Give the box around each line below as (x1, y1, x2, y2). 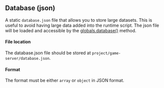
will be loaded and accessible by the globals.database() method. (5, 27, 137, 34)
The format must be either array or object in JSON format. (5, 78, 124, 84)
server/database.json (5, 56, 50, 61)
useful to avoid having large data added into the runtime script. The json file (5, 22, 160, 28)
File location (5, 39, 31, 45)
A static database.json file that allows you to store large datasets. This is (5, 17, 152, 23)
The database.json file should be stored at (5, 50, 91, 56)
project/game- (92, 51, 121, 56)
